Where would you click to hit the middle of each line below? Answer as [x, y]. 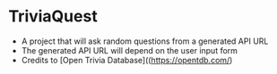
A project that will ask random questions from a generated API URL [145, 41]
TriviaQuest [53, 16]
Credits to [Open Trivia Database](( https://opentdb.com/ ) [127, 60]
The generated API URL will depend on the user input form [130, 50]
